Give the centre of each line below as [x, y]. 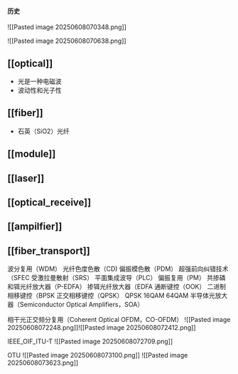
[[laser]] [26, 178]
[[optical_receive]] [49, 202]
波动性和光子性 [39, 90]
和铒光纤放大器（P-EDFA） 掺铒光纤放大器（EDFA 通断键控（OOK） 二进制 [117, 287]
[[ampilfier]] [35, 227]
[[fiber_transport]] [49, 250]
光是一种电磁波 [39, 81]
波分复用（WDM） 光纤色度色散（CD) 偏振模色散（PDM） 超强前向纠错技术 [118, 269]
